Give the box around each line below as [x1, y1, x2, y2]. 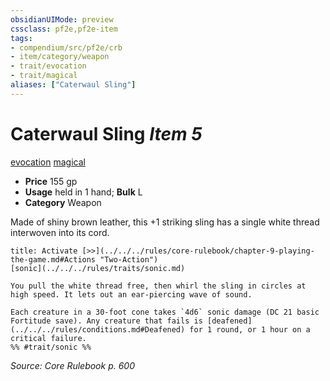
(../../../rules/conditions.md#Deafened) [10, 324, 186, 335]
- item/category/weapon [10, 52, 110, 62]
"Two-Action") [99, 254, 159, 265]
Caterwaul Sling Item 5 [10, 122, 203, 145]
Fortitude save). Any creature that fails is [10, 316, 203, 326]
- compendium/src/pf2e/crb [10, 42, 123, 53]
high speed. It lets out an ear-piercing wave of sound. [10, 289, 253, 300]
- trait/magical [10, 71, 78, 81]
